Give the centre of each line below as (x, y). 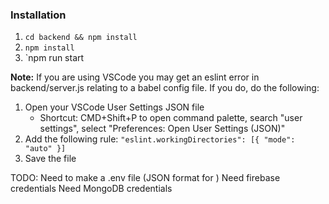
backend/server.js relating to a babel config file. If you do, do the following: (165, 88)
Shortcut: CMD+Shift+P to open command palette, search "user (171, 118)
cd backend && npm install (81, 38)
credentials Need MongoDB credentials (91, 189)
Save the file (50, 159)
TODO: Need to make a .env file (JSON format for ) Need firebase (145, 178)
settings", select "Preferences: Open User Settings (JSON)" (162, 129)
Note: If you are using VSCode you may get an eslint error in (135, 77)
